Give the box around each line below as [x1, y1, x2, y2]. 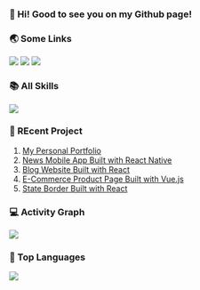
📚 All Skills [9, 80, 60, 93]
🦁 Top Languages [9, 251, 86, 263]
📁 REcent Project [9, 125, 83, 137]
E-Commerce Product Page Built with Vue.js [21, 173, 184, 184]
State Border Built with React [21, 182, 128, 194]
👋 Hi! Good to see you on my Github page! [9, 8, 193, 20]
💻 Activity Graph [9, 205, 85, 218]
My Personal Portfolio [21, 145, 102, 156]
